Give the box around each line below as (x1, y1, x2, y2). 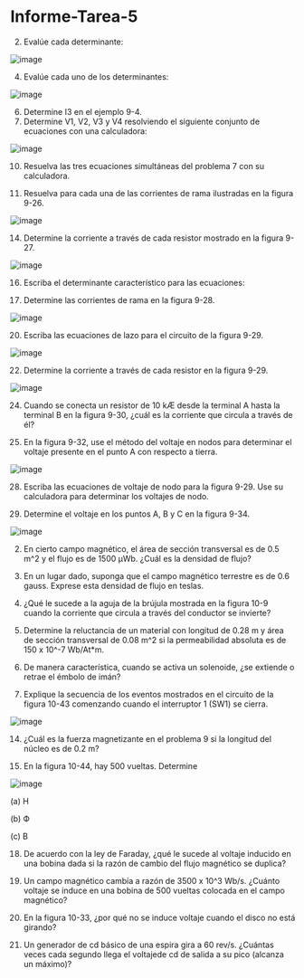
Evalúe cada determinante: (23, 36, 124, 47)
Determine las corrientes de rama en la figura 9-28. (23, 294, 215, 305)
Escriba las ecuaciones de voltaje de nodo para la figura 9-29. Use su (23, 481, 284, 492)
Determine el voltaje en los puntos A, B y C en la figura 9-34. (23, 508, 251, 519)
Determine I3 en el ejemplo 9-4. (23, 106, 143, 117)
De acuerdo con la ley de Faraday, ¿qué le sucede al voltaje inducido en (23, 848, 292, 859)
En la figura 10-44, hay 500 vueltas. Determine (23, 760, 198, 771)
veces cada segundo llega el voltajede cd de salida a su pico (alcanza (23, 948, 284, 960)
